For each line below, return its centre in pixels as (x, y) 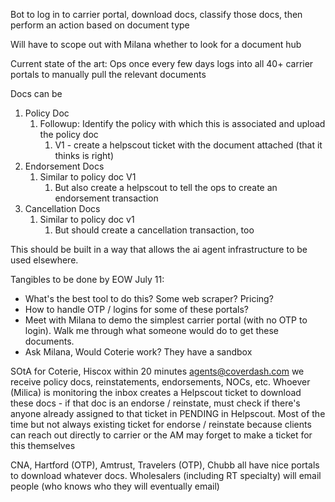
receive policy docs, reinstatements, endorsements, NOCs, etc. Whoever (160, 382)
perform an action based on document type (100, 25)
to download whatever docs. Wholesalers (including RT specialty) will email (166, 475)
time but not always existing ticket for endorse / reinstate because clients (161, 424)
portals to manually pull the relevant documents (108, 74)
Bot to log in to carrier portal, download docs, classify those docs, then (156, 14)
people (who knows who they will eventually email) (115, 486)
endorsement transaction (106, 198)
